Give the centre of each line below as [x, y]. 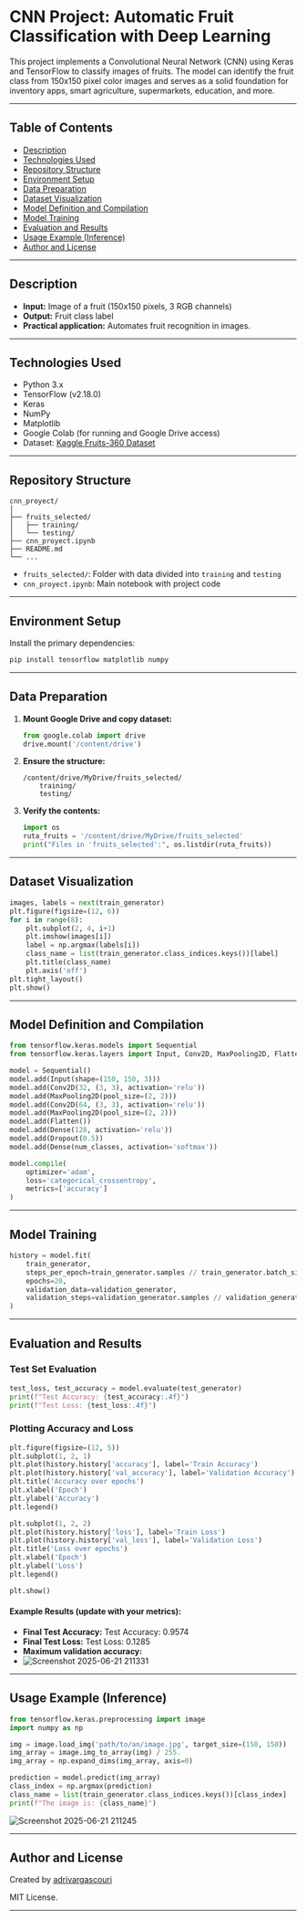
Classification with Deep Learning [140, 36]
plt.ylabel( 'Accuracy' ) [55, 1498]
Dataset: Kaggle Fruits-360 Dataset [89, 443]
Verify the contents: [61, 811]
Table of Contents [61, 128]
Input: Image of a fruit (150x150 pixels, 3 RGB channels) [127, 306]
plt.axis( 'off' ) [57, 970]
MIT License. [34, 1897]
